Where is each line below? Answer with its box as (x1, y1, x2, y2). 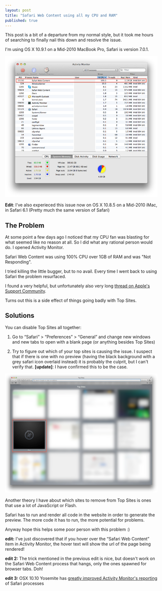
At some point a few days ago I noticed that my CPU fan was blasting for (5, 234, 149, 240)
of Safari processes (5, 580, 44, 587)
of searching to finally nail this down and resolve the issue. (5, 37, 122, 43)
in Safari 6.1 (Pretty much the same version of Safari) (5, 207, 110, 213)
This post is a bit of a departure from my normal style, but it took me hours (5, 32, 154, 38)
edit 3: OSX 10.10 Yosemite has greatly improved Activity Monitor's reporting (5, 575, 158, 581)
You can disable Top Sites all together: (5, 324, 82, 330)
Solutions (5, 312, 35, 320)
